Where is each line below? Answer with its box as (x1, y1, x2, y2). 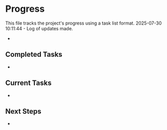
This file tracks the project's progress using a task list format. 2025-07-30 (5, 20, 162, 26)
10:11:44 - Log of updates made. (5, 25, 73, 31)
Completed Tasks (5, 50, 62, 59)
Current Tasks (5, 79, 52, 88)
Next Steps (5, 107, 41, 116)
